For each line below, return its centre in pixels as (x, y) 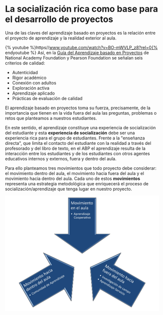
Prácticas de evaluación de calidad (47, 98)
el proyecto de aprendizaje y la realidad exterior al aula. (61, 38)
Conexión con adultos (34, 83)
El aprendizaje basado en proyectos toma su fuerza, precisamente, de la (78, 108)
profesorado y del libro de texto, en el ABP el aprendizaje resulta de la (75, 148)
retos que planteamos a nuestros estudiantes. (51, 118)
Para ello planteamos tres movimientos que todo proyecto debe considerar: (81, 168)
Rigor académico (29, 78)
